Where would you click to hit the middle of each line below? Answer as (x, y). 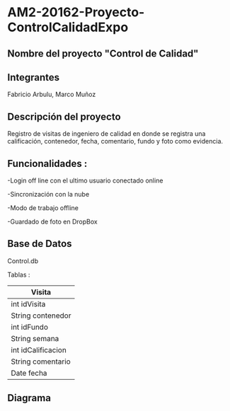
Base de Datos (40, 244)
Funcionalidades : (47, 163)
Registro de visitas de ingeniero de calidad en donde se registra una (107, 134)
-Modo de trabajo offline (43, 208)
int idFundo (29, 327)
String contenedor (41, 316)
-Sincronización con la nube (48, 195)
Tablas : (19, 274)
